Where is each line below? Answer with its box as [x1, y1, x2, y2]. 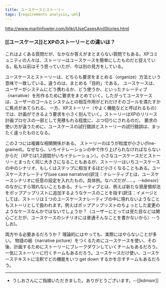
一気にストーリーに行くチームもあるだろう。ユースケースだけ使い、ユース [5, 250, 156, 256]
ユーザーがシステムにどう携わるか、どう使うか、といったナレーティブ [5, 86, 147, 92]
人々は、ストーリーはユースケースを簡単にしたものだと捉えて [26, 57, 152, 63]
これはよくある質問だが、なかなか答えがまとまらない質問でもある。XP [5, 51, 150, 57]
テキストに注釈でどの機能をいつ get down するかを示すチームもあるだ [13, 256, 156, 262]
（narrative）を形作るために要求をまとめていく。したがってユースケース [5, 92, 153, 98]
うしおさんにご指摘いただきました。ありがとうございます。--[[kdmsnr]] [12, 277, 159, 283]
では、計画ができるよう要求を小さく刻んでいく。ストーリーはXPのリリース [5, 111, 158, 117]
